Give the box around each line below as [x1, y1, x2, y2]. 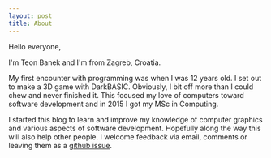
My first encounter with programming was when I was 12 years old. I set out [8, 73, 262, 83]
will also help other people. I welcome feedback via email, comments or [8, 131, 247, 142]
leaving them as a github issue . [8, 140, 112, 150]
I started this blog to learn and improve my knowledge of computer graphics [8, 114, 263, 124]
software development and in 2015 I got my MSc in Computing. [8, 99, 219, 109]
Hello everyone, [8, 41, 62, 51]
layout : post [8, 11, 53, 20]
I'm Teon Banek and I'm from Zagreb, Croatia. [8, 58, 161, 67]
